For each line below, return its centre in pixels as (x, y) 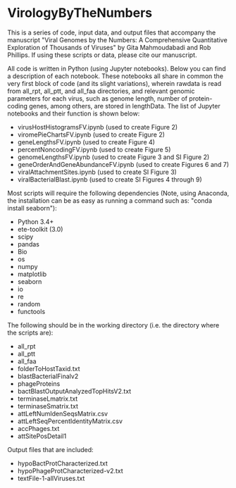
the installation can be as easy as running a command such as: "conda (110, 200)
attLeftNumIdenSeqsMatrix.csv (62, 413)
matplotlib (32, 274)
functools (31, 311)
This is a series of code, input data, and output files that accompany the (112, 32)
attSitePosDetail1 (42, 436)
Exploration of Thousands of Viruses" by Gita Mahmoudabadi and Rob (109, 47)
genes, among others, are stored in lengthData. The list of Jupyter (125, 106)
